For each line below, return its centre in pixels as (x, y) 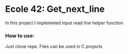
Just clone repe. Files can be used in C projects (54, 47)
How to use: (20, 36)
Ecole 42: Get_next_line (55, 9)
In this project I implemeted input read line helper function (64, 23)
